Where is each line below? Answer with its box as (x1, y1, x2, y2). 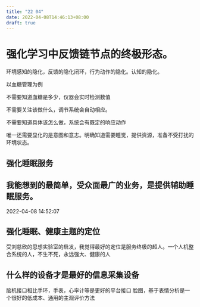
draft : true (6, 20, 36, 26)
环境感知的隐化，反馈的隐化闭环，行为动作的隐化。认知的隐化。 (6, 68, 162, 75)
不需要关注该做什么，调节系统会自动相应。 (6, 106, 111, 113)
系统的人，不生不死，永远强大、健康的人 (11, 251, 111, 258)
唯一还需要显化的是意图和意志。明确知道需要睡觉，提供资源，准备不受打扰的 (6, 132, 194, 139)
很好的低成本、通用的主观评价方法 (11, 294, 95, 302)
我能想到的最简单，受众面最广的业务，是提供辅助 (6, 180, 186, 191)
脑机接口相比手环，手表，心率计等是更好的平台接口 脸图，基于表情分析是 (6, 287, 185, 294)
